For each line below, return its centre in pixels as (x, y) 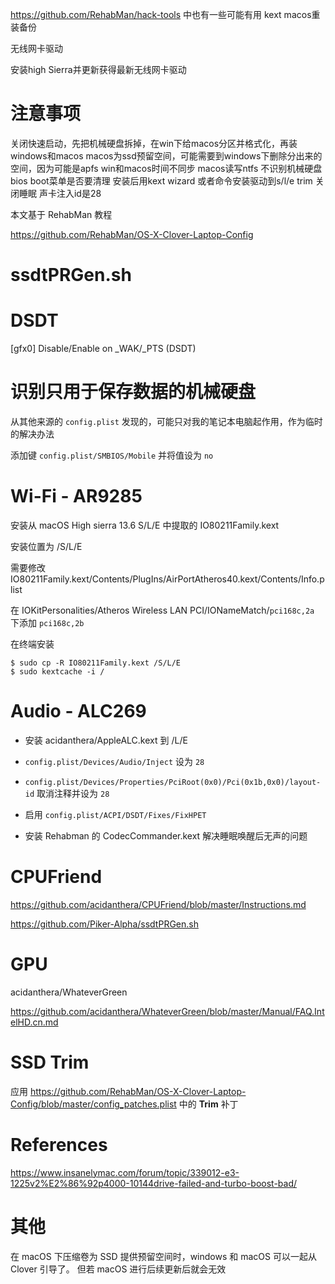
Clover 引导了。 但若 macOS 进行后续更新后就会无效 (118, 1269)
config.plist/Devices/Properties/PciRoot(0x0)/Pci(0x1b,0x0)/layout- (173, 782)
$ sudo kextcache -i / (57, 671)
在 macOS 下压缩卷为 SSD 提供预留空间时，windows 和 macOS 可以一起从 (163, 1256)
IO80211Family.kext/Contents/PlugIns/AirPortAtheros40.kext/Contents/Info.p (167, 579)
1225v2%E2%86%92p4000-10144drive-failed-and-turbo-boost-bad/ (154, 1183)
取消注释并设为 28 (73, 793)
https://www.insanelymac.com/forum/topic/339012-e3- (125, 1172)
